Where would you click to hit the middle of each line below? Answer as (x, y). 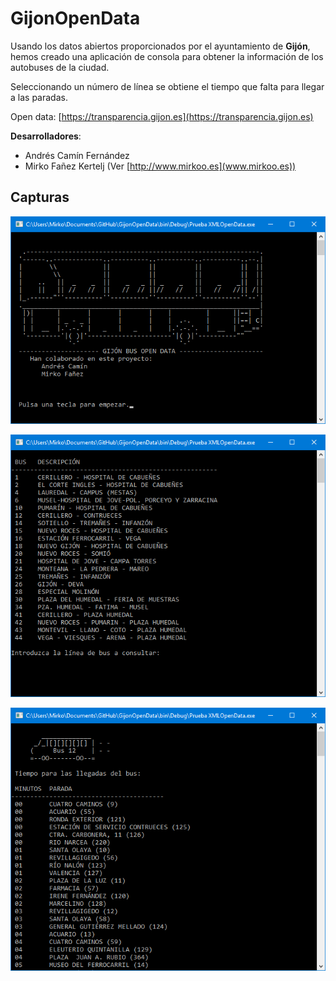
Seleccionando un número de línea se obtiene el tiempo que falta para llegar (167, 86)
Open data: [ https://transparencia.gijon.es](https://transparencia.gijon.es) (162, 116)
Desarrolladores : (46, 136)
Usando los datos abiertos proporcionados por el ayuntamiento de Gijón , (160, 46)
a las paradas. (39, 97)
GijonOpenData (75, 18)
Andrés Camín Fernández (77, 155)
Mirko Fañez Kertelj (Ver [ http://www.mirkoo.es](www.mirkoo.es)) (160, 166)
